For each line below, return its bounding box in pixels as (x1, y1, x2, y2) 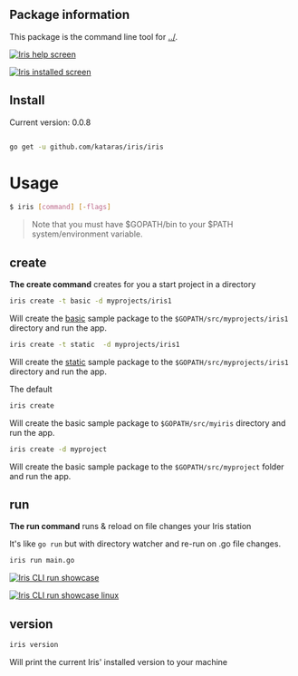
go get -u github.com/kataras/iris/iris (9, 142, 165, 151)
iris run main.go (9, 556, 75, 565)
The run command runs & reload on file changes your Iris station (9, 521, 252, 532)
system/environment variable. (31, 228, 143, 239)
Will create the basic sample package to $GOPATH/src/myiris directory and (9, 417, 286, 429)
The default (9, 383, 53, 394)
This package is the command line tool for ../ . (9, 31, 178, 42)
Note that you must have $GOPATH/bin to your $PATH (31, 219, 234, 230)
